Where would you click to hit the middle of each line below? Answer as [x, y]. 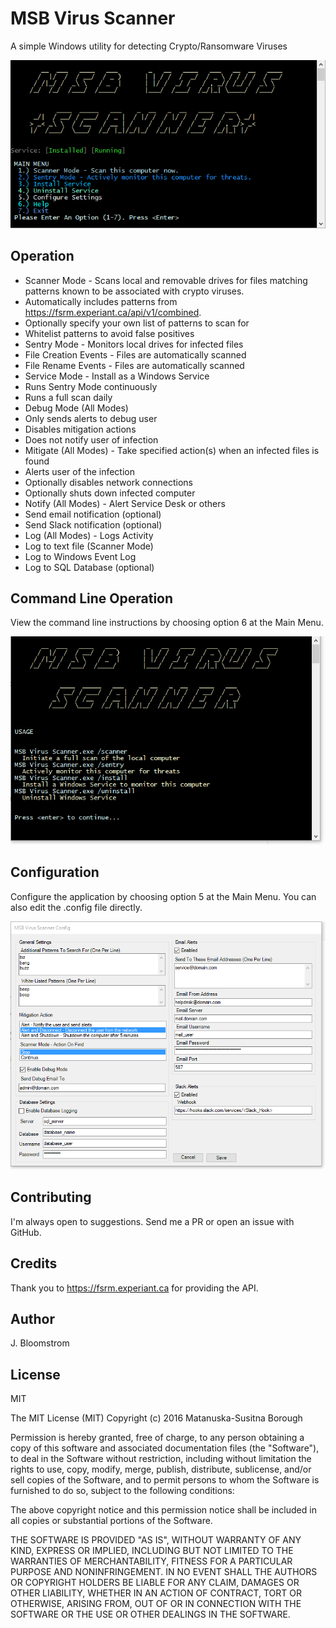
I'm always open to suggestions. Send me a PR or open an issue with [152, 1221]
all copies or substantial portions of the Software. [111, 1521]
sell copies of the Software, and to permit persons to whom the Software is [165, 1480]
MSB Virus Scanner [93, 18]
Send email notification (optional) [93, 514]
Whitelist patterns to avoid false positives [109, 333]
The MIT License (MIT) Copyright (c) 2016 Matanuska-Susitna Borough [156, 1418]
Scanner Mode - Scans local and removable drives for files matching [166, 280]
